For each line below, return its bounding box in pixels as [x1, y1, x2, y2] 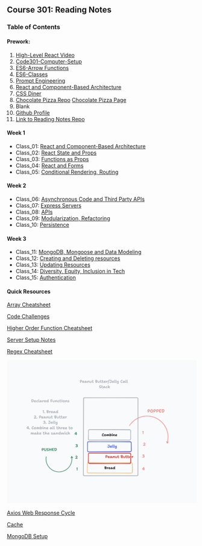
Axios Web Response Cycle [7, 509, 75, 516]
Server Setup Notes [7, 336, 56, 343]
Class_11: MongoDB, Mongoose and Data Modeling [15, 249, 142, 256]
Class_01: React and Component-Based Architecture [15, 142, 146, 150]
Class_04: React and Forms [15, 162, 84, 169]
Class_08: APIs [15, 208, 53, 215]
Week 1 [7, 129, 25, 136]
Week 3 [7, 235, 27, 242]
